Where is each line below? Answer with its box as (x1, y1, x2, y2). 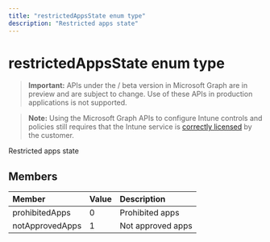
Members (8, 169, 58, 183)
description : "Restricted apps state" (8, 19, 139, 27)
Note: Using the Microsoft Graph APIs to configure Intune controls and (27, 114, 263, 123)
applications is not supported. (27, 98, 127, 107)
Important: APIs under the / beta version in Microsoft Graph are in (27, 81, 248, 90)
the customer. (27, 131, 75, 140)
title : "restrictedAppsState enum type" (8, 11, 147, 20)
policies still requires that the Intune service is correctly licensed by (27, 122, 252, 131)
